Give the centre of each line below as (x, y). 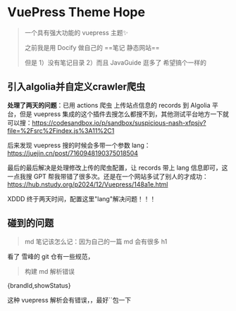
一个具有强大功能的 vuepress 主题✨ (76, 32)
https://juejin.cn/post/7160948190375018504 (73, 153)
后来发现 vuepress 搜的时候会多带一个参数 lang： (79, 145)
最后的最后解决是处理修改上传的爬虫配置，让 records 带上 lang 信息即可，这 (118, 167)
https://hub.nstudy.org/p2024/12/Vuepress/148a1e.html (88, 184)
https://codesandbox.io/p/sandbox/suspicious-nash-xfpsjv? (119, 122)
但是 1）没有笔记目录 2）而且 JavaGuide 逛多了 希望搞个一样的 (115, 62)
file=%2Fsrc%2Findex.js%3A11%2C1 (61, 130)
